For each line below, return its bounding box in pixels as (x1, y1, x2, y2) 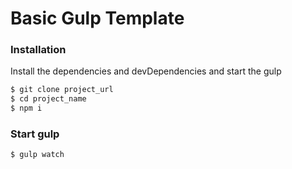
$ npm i (10, 103, 43, 114)
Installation (10, 43, 67, 57)
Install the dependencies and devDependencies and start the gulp (10, 65, 282, 77)
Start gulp (10, 127, 60, 141)
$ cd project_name (10, 94, 87, 104)
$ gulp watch (10, 150, 65, 160)
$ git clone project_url (10, 85, 114, 95)
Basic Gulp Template (10, 7, 185, 30)
